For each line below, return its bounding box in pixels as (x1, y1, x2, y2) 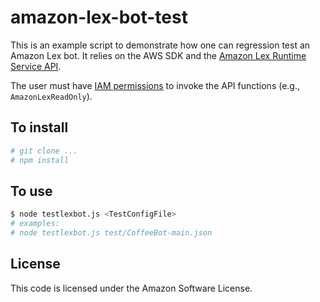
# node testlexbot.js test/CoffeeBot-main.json (10, 228, 213, 238)
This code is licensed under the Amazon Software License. (10, 282, 253, 294)
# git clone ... (10, 146, 78, 156)
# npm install (10, 155, 70, 165)
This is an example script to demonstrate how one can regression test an (10, 39, 311, 51)
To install (10, 119, 69, 136)
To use (10, 182, 53, 200)
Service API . (10, 60, 62, 72)
